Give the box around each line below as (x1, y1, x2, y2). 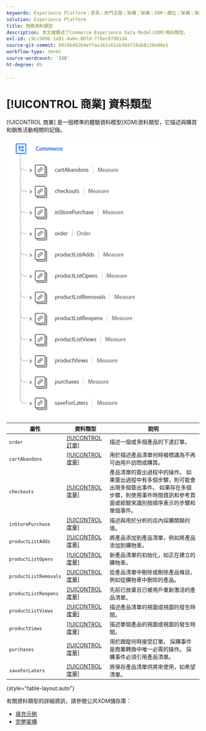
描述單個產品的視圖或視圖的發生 (109, 621, 191, 628)
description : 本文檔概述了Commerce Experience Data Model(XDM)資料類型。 (6, 29, 189, 36)
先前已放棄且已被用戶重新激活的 (109, 586, 191, 593)
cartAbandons (9, 456, 42, 462)
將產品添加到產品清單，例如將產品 (109, 534, 196, 541)
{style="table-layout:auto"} (6, 684, 75, 692)
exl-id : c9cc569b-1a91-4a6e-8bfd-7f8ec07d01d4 (6, 36, 128, 42)
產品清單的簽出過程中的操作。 (109, 469, 185, 476)
